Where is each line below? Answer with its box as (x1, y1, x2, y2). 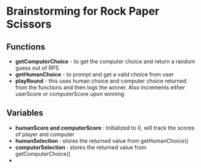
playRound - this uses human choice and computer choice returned (15, 78, 187, 84)
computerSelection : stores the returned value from (15, 144, 147, 151)
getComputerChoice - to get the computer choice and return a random (15, 58, 196, 65)
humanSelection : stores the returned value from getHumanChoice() (15, 137, 189, 144)
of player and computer (15, 130, 75, 138)
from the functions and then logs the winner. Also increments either (15, 84, 185, 91)
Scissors (6, 17, 52, 31)
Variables (6, 108, 44, 119)
